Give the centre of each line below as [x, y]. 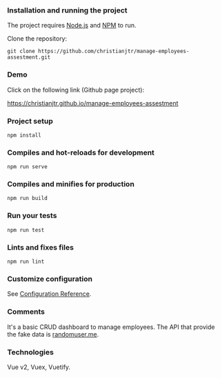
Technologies [30, 352]
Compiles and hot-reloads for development [81, 152]
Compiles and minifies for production [71, 184]
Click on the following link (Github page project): [76, 90]
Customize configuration [50, 279]
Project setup [30, 121]
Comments [26, 312]
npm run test [26, 230]
